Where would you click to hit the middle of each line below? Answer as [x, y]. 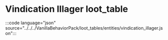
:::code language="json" [31, 23]
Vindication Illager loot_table [67, 9]
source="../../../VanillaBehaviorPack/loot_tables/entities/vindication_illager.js [84, 28]
